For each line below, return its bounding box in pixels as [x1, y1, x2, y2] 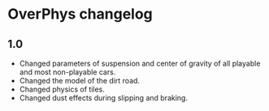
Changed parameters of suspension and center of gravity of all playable [19, 58, 261, 68]
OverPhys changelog [7, 5, 154, 23]
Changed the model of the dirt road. [19, 76, 140, 85]
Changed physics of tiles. [19, 84, 105, 94]
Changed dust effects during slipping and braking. [19, 93, 189, 102]
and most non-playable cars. [19, 67, 116, 77]
